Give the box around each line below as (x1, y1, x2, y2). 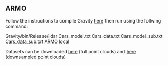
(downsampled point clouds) (5, 54, 66, 60)
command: (5, 23, 28, 29)
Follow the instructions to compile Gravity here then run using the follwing (5, 17, 161, 24)
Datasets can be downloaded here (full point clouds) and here (5, 48, 136, 54)
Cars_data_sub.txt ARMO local (5, 38, 69, 45)
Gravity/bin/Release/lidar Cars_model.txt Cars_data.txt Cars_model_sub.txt (5, 33, 163, 39)
